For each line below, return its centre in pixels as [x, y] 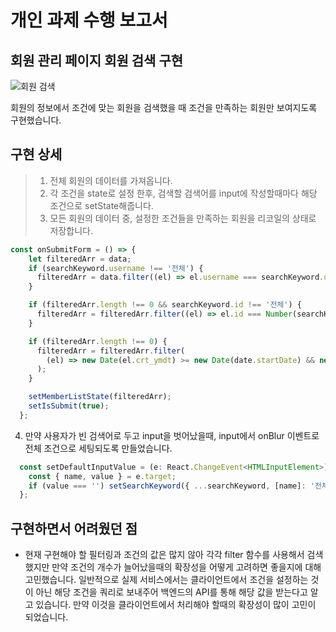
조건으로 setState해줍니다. [101, 205]
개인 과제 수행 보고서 [89, 20]
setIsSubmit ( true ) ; [69, 406]
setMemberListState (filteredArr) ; [100, 397]
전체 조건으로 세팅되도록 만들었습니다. [98, 448]
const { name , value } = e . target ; [102, 476]
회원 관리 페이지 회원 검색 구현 [97, 60]
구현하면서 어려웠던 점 [74, 528]
